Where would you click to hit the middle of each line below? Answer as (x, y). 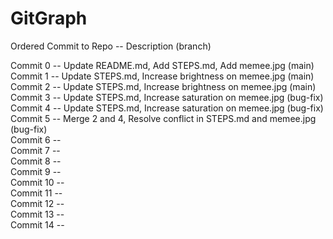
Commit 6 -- (36, 139)
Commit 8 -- (36, 161)
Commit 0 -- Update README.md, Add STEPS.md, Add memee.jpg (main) (162, 65)
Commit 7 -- (35, 150)
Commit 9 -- (36, 171)
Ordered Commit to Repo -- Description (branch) (111, 46)
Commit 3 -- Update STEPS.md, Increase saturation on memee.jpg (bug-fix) (167, 97)
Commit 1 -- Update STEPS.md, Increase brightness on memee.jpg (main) (162, 76)
